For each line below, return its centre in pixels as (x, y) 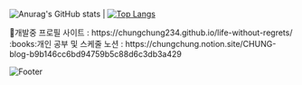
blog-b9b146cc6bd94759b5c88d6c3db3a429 (96, 54)
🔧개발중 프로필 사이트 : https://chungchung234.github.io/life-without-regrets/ (151, 33)
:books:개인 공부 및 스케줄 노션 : (66, 44)
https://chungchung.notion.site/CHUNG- (201, 44)
